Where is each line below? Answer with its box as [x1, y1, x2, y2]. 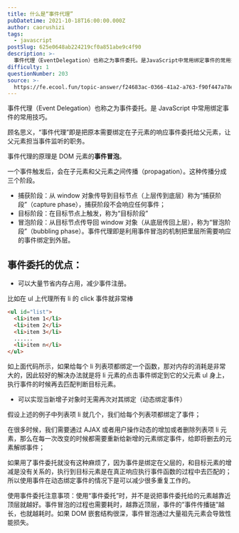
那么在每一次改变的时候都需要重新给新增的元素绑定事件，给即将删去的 [19, 435, 225, 443]
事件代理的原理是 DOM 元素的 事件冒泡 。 [7, 152, 126, 161]
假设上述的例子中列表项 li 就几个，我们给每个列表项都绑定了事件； [7, 410, 201, 419]
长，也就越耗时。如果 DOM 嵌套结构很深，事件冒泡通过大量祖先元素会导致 [7, 509, 225, 518]
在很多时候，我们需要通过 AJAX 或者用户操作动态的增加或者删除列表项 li [7, 425, 219, 434]
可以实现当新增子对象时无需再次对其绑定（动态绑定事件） [17, 395, 186, 404]
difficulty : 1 [7, 64, 50, 71]
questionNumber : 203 [7, 70, 69, 77]
